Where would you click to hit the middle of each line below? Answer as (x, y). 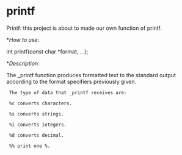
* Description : (23, 63)
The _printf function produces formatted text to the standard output (91, 75)
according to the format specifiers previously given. (71, 81)
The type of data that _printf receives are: (68, 92)
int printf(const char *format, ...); (47, 51)
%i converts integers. (38, 125)
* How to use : (23, 40)
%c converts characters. (40, 103)
